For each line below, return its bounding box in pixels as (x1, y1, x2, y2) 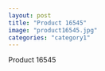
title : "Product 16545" (8, 19, 87, 27)
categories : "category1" (8, 33, 91, 42)
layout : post (8, 11, 52, 20)
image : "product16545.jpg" (8, 26, 98, 34)
